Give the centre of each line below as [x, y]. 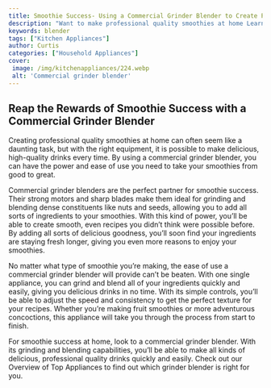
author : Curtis [34, 46]
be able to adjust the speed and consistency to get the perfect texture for [130, 300]
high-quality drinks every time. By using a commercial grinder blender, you [132, 157]
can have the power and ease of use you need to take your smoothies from [133, 166]
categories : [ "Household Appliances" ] [73, 53]
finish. [19, 326]
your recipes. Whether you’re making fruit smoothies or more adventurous [132, 309]
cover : [19, 61]
